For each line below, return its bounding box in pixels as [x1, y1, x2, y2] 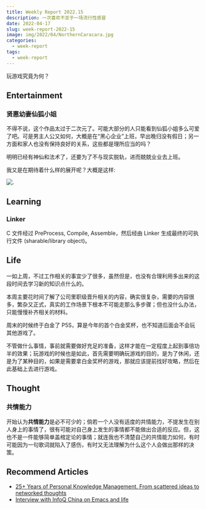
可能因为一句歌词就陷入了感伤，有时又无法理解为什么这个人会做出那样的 [6, 441, 189, 448]
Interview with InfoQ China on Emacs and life [15, 496, 129, 503]
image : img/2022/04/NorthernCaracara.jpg [6, 32, 114, 38]
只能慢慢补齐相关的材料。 [6, 308, 71, 316]
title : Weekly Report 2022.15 [6, 9, 84, 15]
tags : [6, 49, 20, 55]
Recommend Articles [6, 467, 89, 477]
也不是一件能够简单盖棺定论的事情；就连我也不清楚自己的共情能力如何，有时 [6, 433, 200, 440]
